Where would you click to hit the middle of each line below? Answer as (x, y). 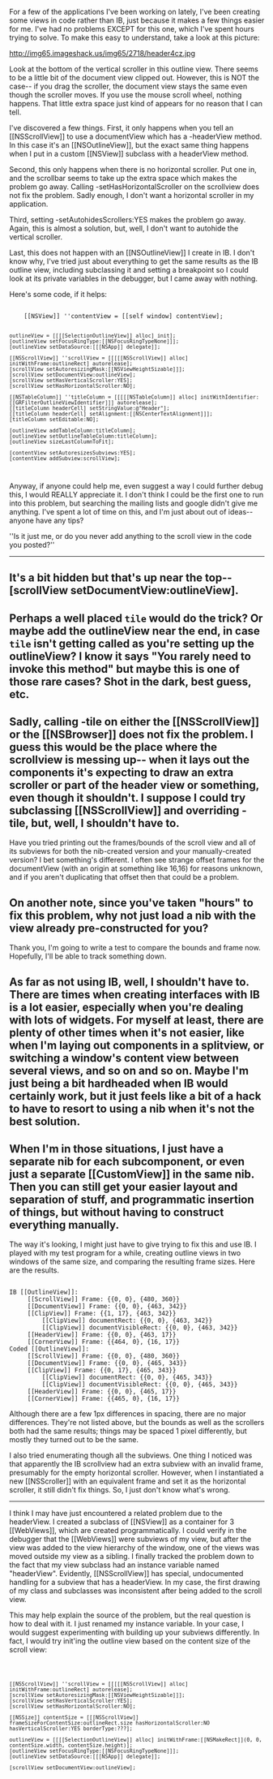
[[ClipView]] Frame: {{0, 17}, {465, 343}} (102, 1371)
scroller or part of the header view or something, (134, 785)
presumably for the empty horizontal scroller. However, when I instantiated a (136, 1473)
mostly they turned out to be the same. (74, 1440)
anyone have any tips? (47, 520)
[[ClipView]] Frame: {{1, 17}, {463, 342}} (102, 1314)
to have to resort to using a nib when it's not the (132, 1108)
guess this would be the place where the (113, 747)
